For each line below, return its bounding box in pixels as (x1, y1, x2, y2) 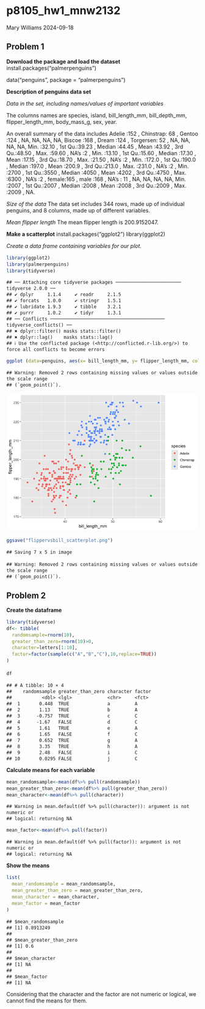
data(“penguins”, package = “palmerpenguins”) (6, 76, 126, 83)
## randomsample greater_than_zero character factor (6, 688, 151, 694)
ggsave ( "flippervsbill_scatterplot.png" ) (6, 537, 113, 544)
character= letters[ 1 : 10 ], (12, 645, 78, 651)
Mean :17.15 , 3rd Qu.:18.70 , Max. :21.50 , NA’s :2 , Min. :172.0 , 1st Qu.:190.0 (6, 156, 196, 163)
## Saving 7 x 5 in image (6, 549, 72, 556)
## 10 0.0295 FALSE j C (6, 756, 138, 762)
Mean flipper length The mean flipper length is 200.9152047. (6, 218, 159, 226)
